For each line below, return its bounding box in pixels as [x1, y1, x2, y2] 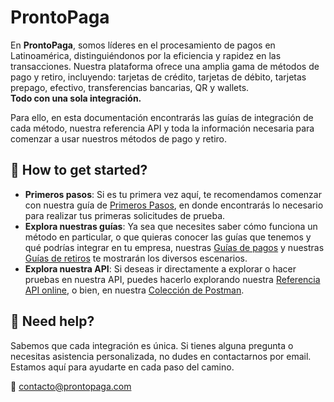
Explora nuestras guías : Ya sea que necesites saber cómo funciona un [24, 220, 318, 232]
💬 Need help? [10, 313, 95, 330]
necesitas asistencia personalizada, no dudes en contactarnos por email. [10, 350, 312, 362]
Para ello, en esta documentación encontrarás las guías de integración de [10, 111, 314, 123]
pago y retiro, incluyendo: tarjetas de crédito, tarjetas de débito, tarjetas [10, 71, 307, 83]
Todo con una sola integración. [10, 92, 142, 104]
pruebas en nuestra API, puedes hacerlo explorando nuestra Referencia [24, 273, 321, 285]
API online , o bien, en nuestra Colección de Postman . [24, 284, 245, 296]
